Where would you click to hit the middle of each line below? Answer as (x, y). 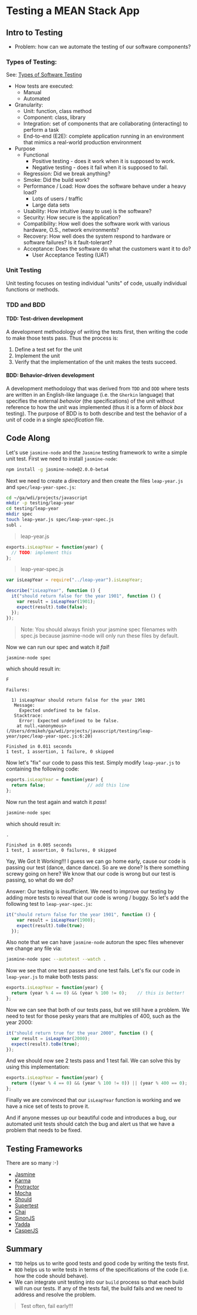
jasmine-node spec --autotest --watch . (56, 959)
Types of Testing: (32, 62)
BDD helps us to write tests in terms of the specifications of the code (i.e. (101, 1269)
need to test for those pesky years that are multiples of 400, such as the (93, 1016)
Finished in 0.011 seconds (39, 747)
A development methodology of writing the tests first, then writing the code (97, 331)
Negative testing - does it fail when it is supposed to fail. (100, 167)
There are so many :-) (32, 1163)
